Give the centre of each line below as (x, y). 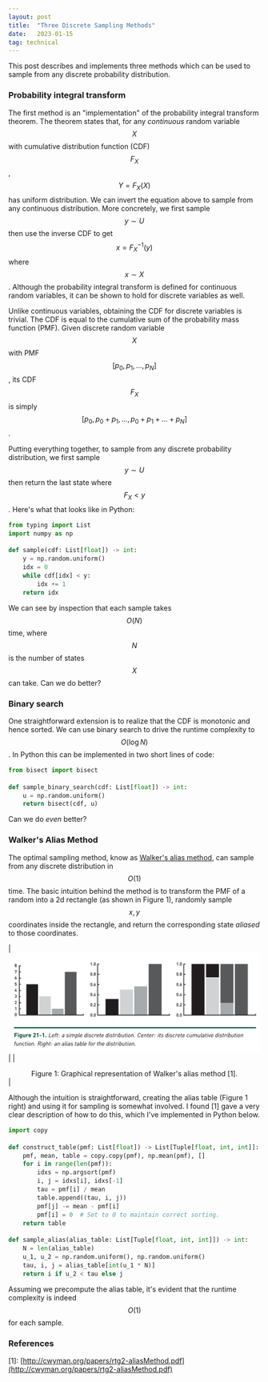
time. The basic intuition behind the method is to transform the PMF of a (127, 891)
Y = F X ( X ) (134, 186)
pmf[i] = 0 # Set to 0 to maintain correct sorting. (128, 1215)
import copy (28, 1130)
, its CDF (22, 379)
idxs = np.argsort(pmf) (76, 1172)
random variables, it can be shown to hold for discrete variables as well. (127, 295)
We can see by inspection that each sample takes (90, 607)
